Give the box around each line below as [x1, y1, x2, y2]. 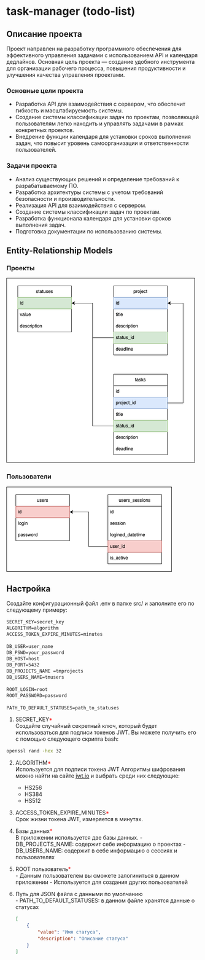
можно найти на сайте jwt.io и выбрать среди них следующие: [15, 772, 180, 779]
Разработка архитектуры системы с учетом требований [15, 189, 164, 196]
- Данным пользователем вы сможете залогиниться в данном [15, 872, 180, 880]
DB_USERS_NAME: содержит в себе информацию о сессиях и [15, 847, 177, 854]
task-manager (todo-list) [6, 4, 136, 18]
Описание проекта [6, 29, 82, 39]
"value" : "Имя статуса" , [37, 929, 101, 935]
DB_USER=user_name [6, 644, 53, 650]
